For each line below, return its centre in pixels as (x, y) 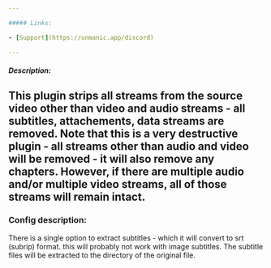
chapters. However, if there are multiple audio (127, 172)
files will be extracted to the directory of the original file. (102, 255)
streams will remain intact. (77, 197)
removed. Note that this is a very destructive (123, 134)
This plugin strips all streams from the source (126, 96)
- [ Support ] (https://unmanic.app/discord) (81, 37)
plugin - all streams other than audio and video (129, 147)
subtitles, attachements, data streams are (116, 121)
